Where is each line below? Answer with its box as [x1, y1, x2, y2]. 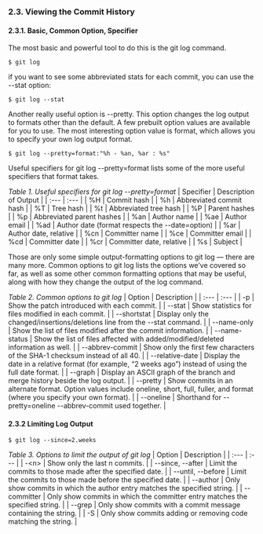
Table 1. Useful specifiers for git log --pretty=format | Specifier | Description [8, 187, 255, 196]
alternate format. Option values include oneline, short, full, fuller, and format [8, 384, 254, 394]
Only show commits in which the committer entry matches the [46, 492, 248, 501]
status [8, 335, 29, 344]
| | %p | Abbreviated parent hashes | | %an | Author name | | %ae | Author [8, 212, 247, 221]
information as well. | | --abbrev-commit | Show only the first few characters [8, 342, 255, 352]
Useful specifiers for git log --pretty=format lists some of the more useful [8, 163, 245, 173]
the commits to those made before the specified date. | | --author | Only [8, 475, 241, 485]
